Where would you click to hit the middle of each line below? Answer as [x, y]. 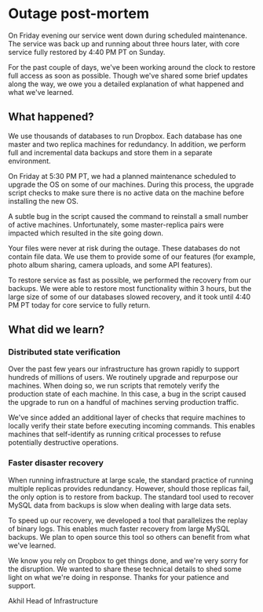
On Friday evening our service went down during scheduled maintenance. [128, 35]
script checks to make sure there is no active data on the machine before [126, 192]
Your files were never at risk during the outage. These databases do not [124, 248]
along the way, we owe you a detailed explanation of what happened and [126, 84]
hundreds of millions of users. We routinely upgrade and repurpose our [123, 377]
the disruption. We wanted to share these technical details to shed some [125, 569]
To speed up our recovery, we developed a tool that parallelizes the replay [128, 520]
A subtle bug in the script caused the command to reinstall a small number [128, 216]
